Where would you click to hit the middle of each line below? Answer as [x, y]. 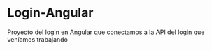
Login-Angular [50, 13]
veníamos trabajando [38, 39]
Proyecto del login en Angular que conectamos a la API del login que [106, 32]
